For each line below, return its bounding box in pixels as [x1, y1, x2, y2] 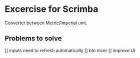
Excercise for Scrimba [4, 3, 98, 15]
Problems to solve [4, 34, 62, 43]
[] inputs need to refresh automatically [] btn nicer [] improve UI [4, 47, 135, 53]
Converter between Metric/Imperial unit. [4, 20, 87, 26]
